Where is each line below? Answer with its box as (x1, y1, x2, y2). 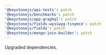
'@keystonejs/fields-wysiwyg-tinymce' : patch (4, 21, 101, 26)
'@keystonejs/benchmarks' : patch (4, 12, 74, 17)
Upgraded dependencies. (4, 44, 57, 50)
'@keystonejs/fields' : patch (4, 26, 65, 31)
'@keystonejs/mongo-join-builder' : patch (4, 30, 92, 35)
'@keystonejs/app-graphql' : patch (4, 16, 77, 21)
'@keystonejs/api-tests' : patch (4, 7, 72, 12)
